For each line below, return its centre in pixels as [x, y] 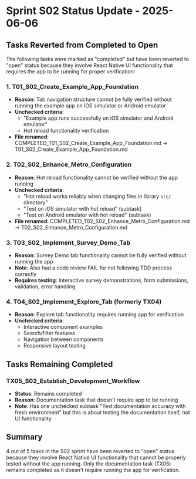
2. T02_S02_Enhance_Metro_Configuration [69, 164]
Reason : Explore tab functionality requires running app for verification [99, 315]
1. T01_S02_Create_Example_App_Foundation [72, 86]
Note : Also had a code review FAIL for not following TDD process [93, 268]
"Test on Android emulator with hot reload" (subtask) [87, 215]
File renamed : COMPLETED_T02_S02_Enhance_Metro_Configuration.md [102, 221]
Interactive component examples [63, 327]
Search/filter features [49, 333]
